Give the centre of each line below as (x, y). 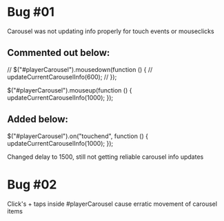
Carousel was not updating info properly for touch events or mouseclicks (111, 31)
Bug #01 (31, 12)
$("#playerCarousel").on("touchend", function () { (78, 136)
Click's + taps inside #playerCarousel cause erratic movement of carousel (112, 204)
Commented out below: (59, 53)
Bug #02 (32, 184)
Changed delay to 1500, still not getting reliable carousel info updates (105, 157)
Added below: (38, 119)
